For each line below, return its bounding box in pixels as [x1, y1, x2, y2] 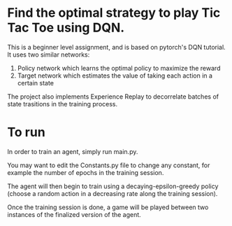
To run [7, 125, 45, 141]
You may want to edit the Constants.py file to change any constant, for [7, 161, 210, 169]
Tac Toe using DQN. [7, 20, 125, 36]
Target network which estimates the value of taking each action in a [17, 71, 213, 80]
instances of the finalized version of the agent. [7, 210, 141, 218]
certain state [17, 78, 55, 87]
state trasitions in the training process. [7, 99, 117, 108]
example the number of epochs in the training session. [7, 168, 164, 176]
